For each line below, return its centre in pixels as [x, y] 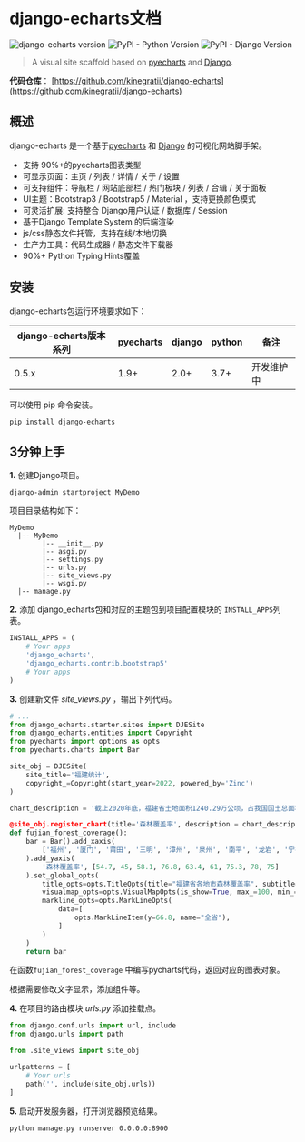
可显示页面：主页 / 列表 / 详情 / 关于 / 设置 [101, 176]
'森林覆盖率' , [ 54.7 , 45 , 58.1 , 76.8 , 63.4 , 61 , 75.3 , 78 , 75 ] [161, 867]
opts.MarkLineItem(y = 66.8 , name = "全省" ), [152, 917]
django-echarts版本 [61, 336]
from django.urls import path [67, 1034]
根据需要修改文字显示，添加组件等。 [77, 989]
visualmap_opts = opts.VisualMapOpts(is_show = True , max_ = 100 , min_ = [170, 892]
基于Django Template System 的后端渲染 [98, 221]
